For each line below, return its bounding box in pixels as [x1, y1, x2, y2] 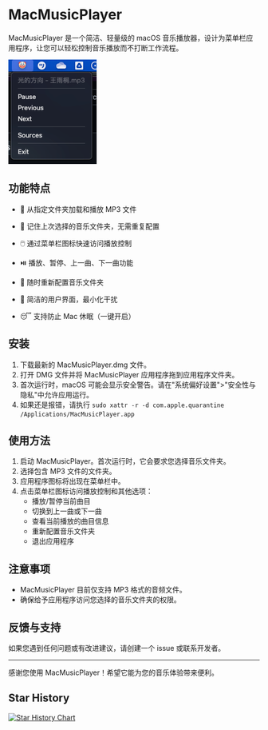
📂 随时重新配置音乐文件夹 [19, 277, 104, 287]
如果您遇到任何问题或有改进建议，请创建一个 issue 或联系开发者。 [8, 644, 226, 652]
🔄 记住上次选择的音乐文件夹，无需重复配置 [19, 221, 160, 231]
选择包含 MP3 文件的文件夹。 [19, 466, 116, 477]
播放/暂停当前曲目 [31, 497, 91, 506]
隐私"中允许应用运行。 [19, 389, 94, 399]
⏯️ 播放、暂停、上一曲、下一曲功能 [19, 257, 134, 267]
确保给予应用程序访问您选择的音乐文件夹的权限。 [19, 595, 181, 604]
